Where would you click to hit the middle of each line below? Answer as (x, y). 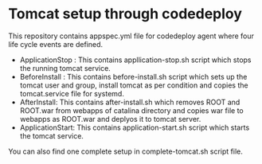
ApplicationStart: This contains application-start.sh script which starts (135, 127)
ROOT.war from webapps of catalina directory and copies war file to (132, 110)
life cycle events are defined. (56, 44)
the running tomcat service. (65, 68)
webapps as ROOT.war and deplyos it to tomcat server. (110, 119)
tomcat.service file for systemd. (72, 93)
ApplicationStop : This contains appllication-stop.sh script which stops (136, 60)
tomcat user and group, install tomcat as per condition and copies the (134, 85)
